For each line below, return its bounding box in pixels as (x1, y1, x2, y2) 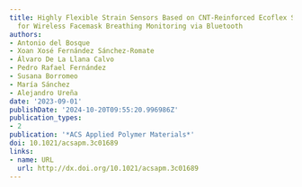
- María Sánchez (9, 80, 70, 89)
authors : (9, 30, 42, 39)
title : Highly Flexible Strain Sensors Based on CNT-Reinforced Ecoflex (9, 13, 288, 22)
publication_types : (9, 113, 83, 122)
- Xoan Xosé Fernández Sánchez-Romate (9, 47, 155, 56)
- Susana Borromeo (9, 72, 78, 81)
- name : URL (9, 155, 54, 165)
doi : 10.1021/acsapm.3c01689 (9, 138, 119, 147)
